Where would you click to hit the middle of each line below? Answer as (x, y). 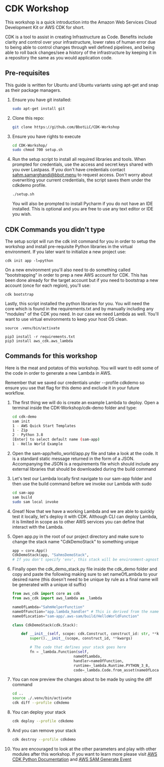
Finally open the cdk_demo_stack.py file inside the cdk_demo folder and (84, 569)
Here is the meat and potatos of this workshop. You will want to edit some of (82, 368)
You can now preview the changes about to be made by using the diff (82, 679)
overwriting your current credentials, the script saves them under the (82, 180)
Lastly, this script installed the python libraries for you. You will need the (77, 303)
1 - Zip (20, 430)
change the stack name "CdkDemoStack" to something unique (75, 541)
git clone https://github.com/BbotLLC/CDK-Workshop (66, 127)
